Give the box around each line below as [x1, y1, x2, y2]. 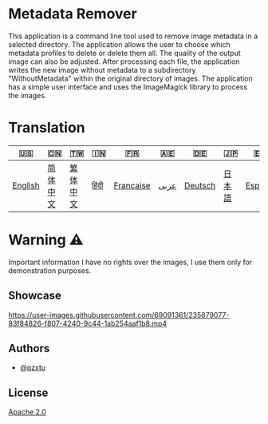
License [8, 386, 49, 399]
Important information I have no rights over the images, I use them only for [8, 257, 253, 267]
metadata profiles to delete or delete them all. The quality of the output [8, 48, 241, 57]
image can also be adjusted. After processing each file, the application [8, 57, 240, 66]
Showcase [8, 289, 62, 303]
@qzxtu [19, 363, 46, 372]
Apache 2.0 [8, 407, 46, 417]
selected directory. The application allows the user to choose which [8, 39, 231, 49]
